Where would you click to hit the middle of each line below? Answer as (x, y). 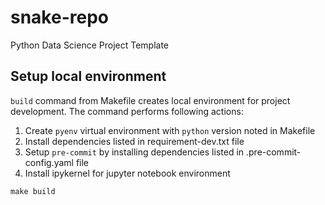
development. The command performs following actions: (127, 111)
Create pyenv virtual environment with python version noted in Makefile (170, 130)
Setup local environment (88, 76)
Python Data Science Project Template (90, 45)
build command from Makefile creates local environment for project (150, 100)
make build (33, 191)
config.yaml (49, 162)
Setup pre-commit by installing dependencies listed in (134, 152)
